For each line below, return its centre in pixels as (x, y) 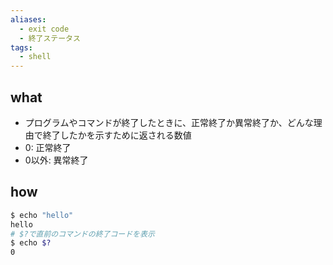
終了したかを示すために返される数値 (117, 135)
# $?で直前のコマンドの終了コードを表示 (82, 234)
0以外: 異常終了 (56, 160)
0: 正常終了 (48, 147)
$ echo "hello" (42, 215)
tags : (21, 47)
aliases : (28, 19)
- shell (35, 57)
